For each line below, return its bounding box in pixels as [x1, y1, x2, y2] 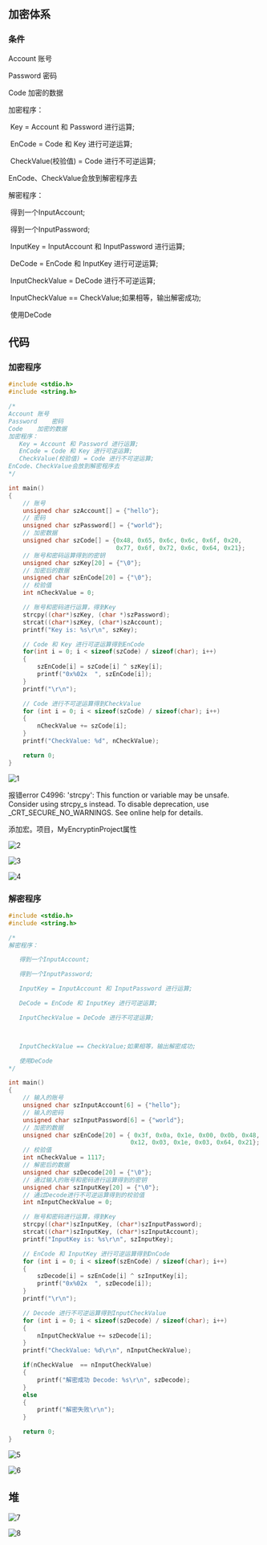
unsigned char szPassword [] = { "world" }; [22, 522, 163, 530]
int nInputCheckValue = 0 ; [22, 1199, 113, 1207]
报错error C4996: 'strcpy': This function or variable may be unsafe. [8, 790, 230, 800]
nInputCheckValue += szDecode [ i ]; [37, 1331, 152, 1340]
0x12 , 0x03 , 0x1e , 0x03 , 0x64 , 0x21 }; [130, 1138, 261, 1147]
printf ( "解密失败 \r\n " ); [37, 1406, 115, 1414]
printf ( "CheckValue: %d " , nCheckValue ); [22, 737, 160, 745]
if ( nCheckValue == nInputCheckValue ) [22, 1361, 152, 1369]
